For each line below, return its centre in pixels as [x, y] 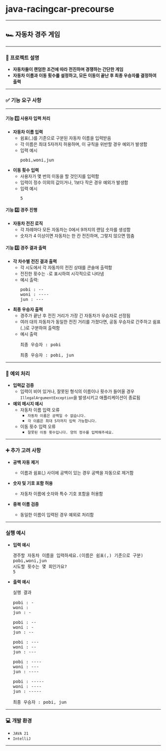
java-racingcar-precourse [60, 9]
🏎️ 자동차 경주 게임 [33, 35]
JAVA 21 [20, 734]
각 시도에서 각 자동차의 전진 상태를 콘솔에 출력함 [66, 267]
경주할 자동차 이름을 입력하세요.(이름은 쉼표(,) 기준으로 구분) [78, 555]
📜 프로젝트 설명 [22, 58]
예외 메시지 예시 [28, 404]
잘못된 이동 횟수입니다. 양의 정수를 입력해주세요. [71, 432]
